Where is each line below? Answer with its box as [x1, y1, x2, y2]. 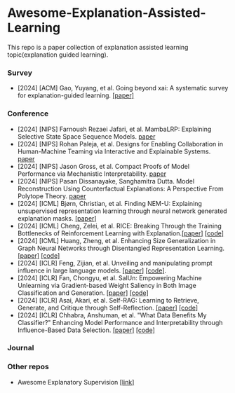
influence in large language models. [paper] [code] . [17, 266, 167, 275]
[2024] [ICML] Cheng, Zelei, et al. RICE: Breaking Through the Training [17, 221, 222, 230]
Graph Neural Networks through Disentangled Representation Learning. [17, 244, 225, 252]
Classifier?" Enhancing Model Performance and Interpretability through [17, 318, 223, 326]
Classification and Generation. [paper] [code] [17, 289, 149, 297]
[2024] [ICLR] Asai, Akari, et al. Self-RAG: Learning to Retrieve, [17, 296, 200, 304]
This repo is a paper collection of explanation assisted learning [7, 43, 189, 51]
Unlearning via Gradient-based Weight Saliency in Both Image [17, 281, 196, 289]
